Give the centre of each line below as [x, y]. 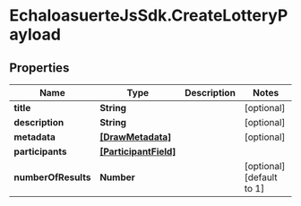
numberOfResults [52, 177]
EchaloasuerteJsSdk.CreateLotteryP [149, 16]
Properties [39, 68]
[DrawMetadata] [136, 137]
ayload [35, 34]
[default [261, 177]
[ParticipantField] [138, 151]
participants [40, 151]
